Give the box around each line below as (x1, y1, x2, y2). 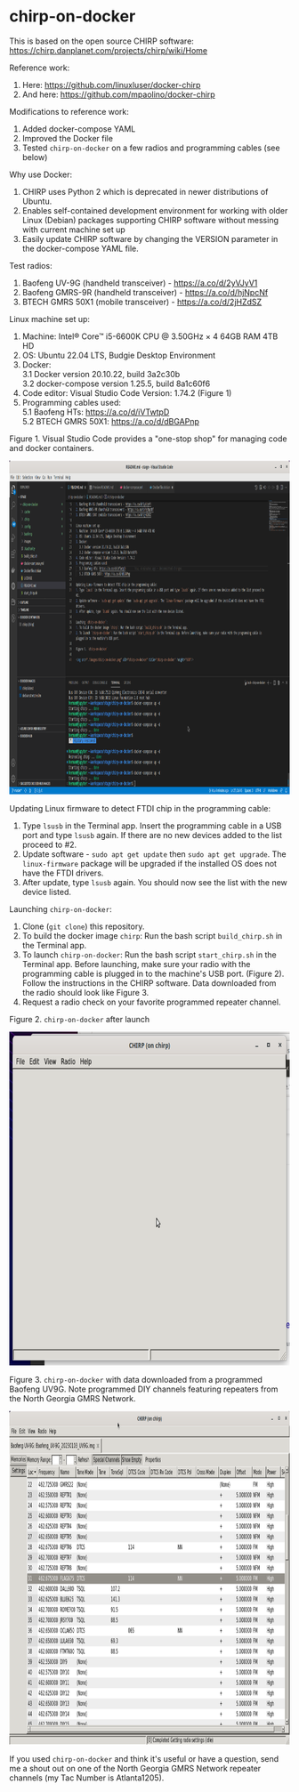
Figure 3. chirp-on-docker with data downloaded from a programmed (9, 1374, 263, 1384)
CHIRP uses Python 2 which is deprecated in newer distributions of (21, 186, 269, 197)
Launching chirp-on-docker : (9, 903, 113, 914)
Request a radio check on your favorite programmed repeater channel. (21, 997, 281, 1007)
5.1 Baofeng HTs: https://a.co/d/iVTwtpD (21, 407, 170, 417)
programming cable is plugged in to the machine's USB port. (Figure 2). (21, 968, 285, 979)
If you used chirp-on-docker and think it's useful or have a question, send (9, 1753, 279, 1764)
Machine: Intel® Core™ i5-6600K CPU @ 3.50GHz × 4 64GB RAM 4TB (21, 331, 279, 342)
